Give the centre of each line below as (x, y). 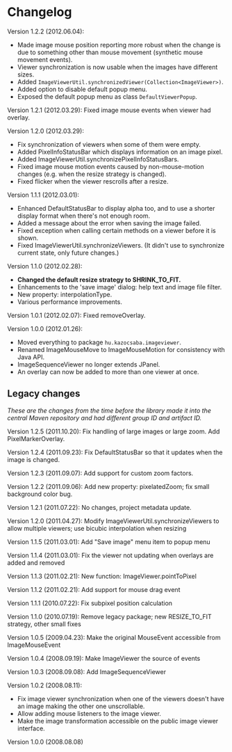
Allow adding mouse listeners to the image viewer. (89, 713)
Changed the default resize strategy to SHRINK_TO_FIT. (99, 280)
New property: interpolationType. (65, 294)
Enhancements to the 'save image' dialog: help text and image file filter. (119, 287)
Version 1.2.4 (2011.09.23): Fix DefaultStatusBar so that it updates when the (115, 452)
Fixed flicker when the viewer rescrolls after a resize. (93, 181)
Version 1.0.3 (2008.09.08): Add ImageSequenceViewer (87, 671)
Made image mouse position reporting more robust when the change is (119, 45)
